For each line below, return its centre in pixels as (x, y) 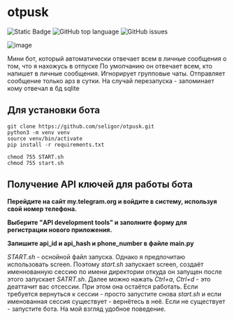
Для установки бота (53, 110)
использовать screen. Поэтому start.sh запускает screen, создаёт (105, 264)
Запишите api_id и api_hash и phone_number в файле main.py (101, 243)
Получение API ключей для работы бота (100, 185)
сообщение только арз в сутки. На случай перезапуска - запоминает (111, 80)
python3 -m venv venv (39, 132)
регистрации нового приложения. (60, 230)
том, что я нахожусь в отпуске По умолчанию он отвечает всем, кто (110, 66)
